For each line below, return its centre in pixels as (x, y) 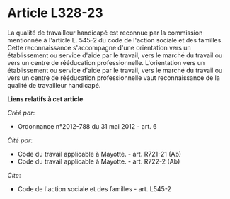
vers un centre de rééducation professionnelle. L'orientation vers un (106, 62)
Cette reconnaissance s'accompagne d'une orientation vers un (99, 47)
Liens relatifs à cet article (45, 99)
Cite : (14, 175)
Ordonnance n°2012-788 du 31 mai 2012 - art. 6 (87, 126)
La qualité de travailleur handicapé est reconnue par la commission (105, 33)
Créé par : (21, 113)
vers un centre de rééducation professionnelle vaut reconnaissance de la (114, 78)
